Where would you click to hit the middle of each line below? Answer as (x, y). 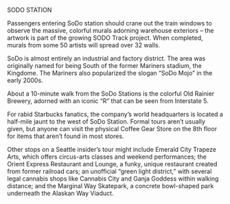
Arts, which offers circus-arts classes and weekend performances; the (107, 157)
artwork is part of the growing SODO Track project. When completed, (105, 38)
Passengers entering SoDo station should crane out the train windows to (110, 23)
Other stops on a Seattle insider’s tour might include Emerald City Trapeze (112, 149)
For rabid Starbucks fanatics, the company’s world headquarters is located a (115, 114)
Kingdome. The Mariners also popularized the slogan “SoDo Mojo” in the (110, 73)
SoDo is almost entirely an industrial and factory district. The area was (106, 58)
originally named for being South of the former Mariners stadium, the (105, 66)
